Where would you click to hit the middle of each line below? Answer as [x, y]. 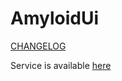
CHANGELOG [38, 46]
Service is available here [61, 65]
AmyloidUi [54, 18]
